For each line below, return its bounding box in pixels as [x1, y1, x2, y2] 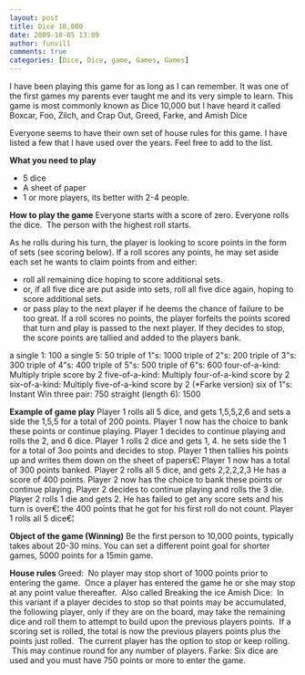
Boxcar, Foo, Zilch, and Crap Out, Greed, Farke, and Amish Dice [9, 110, 248, 120]
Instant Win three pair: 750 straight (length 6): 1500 [9, 389, 201, 400]
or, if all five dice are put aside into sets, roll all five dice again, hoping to [22, 284, 294, 295]
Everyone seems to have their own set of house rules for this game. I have [9, 128, 288, 138]
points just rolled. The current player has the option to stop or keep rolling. [9, 636, 290, 646]
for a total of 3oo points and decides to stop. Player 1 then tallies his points [9, 445, 289, 456]
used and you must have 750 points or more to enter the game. [9, 655, 246, 666]
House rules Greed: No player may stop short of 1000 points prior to [9, 567, 269, 578]
